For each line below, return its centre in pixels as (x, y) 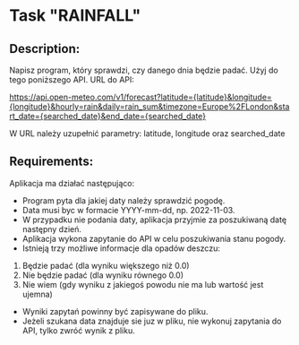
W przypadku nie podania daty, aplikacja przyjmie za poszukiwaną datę (154, 220)
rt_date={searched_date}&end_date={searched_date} (108, 116)
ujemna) (38, 294)
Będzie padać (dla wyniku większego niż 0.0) (106, 265)
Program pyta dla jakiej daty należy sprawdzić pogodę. (124, 200)
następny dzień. (52, 229)
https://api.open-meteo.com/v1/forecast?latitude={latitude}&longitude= (141, 97)
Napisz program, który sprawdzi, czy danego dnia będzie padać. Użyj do (144, 70)
